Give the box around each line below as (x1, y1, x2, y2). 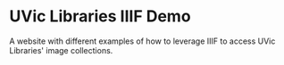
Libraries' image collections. (9, 45, 113, 55)
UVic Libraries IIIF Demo (9, 6, 191, 27)
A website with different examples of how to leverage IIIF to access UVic (9, 36, 276, 46)
